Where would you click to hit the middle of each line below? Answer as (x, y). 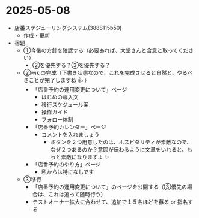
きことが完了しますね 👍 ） (57, 80)
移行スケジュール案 (65, 104)
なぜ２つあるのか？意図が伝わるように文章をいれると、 (119, 149)
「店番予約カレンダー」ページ (69, 127)
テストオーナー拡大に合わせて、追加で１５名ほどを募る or (104, 202)
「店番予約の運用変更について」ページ (80, 89)
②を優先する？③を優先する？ (71, 65)
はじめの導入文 (60, 97)
